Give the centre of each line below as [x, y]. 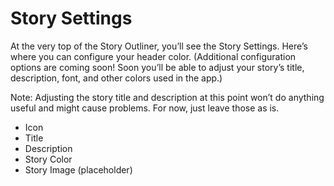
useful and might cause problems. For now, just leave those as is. [145, 108]
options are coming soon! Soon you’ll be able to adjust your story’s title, [157, 67]
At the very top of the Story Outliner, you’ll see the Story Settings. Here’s [159, 46]
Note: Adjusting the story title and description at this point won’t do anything [167, 97]
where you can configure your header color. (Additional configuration [153, 56]
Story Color [48, 159]
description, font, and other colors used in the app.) [116, 78]
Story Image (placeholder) [78, 169]
